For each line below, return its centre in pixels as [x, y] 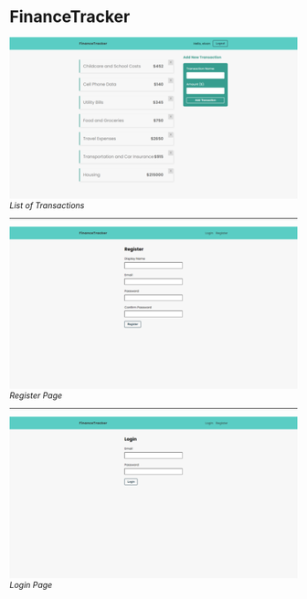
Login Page [31, 585]
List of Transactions [47, 205]
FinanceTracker [70, 17]
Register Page [36, 395]
